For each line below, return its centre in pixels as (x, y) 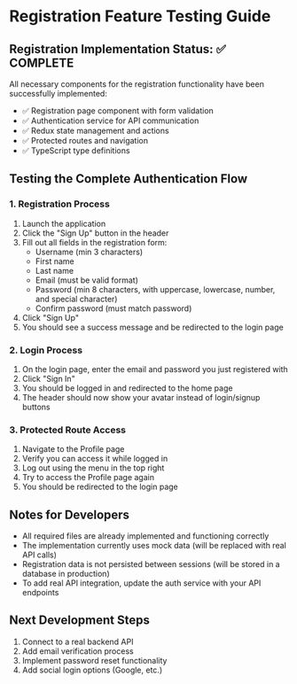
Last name (54, 270)
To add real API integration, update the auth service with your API (141, 583)
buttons (36, 407)
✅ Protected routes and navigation (85, 140)
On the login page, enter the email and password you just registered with (155, 369)
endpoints (40, 593)
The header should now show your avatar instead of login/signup (141, 397)
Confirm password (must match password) (113, 308)
